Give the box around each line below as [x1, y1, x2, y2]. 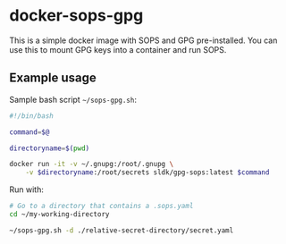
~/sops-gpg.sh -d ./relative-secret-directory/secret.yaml [9, 225, 234, 235]
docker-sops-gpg [9, 5, 144, 26]
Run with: [9, 184, 45, 195]
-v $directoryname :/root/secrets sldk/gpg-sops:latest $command [25, 168, 270, 177]
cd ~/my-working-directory [9, 210, 110, 219]
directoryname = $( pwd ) [9, 144, 90, 153]
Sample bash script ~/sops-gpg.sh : [9, 94, 137, 105]
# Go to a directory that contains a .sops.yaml [9, 202, 194, 211]
